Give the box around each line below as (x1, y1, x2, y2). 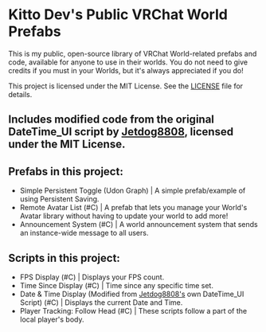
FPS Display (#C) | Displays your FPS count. (19, 272, 165, 282)
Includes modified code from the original (8, 113, 215, 127)
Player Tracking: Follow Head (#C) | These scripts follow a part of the (19, 306, 248, 315)
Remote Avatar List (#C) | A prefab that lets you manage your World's (19, 203, 248, 213)
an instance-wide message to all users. (19, 228, 149, 238)
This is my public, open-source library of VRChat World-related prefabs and (8, 49, 257, 58)
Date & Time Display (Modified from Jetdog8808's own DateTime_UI (19, 289, 244, 299)
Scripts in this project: (8, 251, 121, 264)
